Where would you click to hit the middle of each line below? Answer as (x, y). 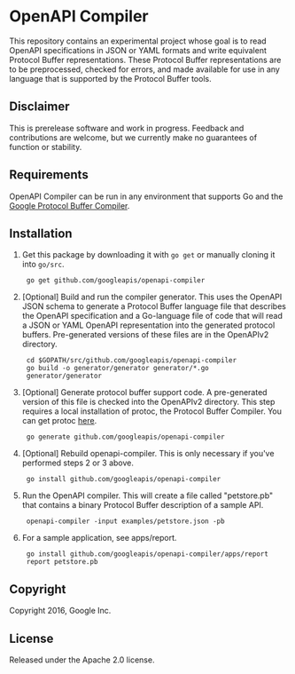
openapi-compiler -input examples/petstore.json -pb (125, 521)
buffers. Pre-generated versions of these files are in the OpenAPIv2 (145, 335)
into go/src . (43, 265)
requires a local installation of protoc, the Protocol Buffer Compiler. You (151, 411)
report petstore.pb (62, 562)
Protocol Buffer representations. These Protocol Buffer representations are (145, 59)
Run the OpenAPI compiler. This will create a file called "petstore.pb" (147, 496)
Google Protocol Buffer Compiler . (70, 205)
